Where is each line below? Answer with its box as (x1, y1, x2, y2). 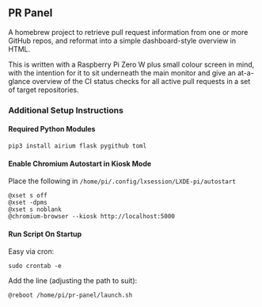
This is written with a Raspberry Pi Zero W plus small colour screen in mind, (8, 59, 255, 69)
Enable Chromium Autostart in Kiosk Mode (8, 159, 152, 168)
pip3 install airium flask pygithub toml (8, 142, 147, 150)
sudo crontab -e (8, 262, 62, 271)
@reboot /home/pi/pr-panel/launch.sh (8, 291, 133, 300)
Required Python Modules (8, 125, 96, 134)
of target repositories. (8, 85, 79, 94)
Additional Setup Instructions (8, 105, 124, 116)
